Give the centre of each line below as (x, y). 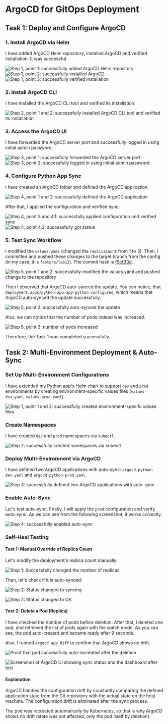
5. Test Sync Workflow (33, 240)
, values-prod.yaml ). (44, 396)
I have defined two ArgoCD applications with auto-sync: (63, 470)
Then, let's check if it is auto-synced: (44, 580)
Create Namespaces (31, 425)
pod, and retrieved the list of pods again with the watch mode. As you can (82, 628)
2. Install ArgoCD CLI (31, 92)
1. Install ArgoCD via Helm (37, 42)
